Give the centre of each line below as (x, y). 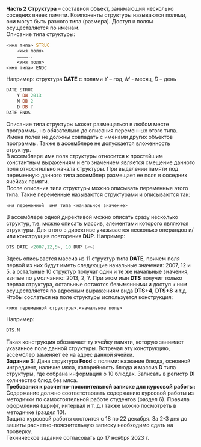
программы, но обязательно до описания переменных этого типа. (92, 130)
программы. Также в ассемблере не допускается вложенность (88, 143)
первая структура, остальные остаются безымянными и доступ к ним (97, 284)
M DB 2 (25, 102)
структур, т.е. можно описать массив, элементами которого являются (97, 223)
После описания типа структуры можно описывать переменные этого (97, 188)
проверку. (19, 431)
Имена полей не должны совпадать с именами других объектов (90, 137)
